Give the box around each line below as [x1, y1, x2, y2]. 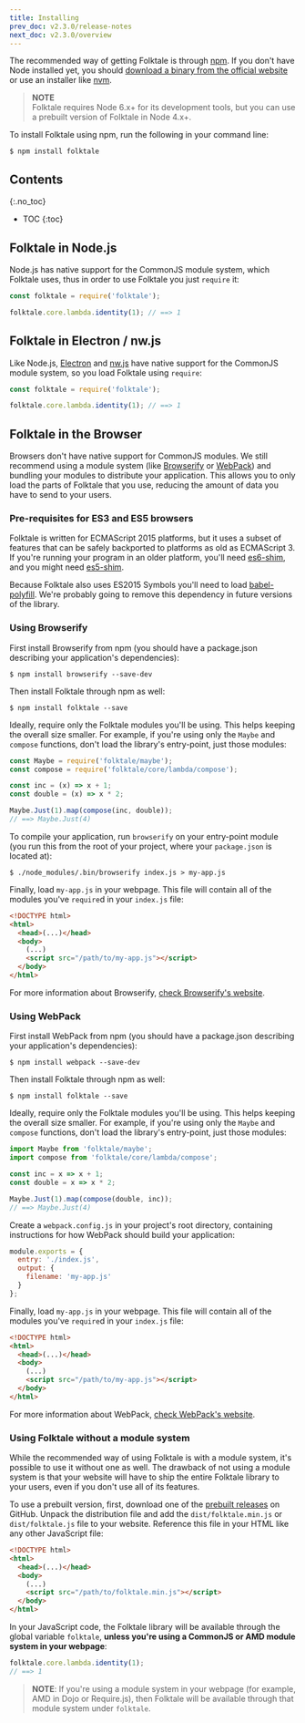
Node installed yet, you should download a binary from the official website [9, 65, 289, 76]
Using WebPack [9, 1009, 82, 1022]
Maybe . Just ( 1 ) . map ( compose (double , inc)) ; [9, 1194, 173, 1203]
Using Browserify [9, 622, 88, 635]
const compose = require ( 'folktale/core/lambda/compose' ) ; [9, 765, 239, 774]
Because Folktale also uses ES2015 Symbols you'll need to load [9, 580, 248, 591]
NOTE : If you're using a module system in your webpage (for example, [31, 1683, 296, 1694]
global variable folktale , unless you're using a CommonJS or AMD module [9, 1631, 296, 1642]
